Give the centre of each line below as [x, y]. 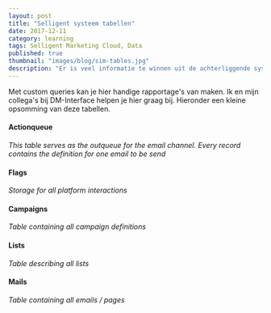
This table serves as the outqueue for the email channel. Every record [125, 145]
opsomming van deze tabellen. [59, 108]
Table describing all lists [49, 263]
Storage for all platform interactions [68, 190]
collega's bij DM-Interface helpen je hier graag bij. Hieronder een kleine [127, 100]
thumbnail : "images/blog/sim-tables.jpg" [79, 61]
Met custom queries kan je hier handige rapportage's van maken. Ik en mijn [134, 91]
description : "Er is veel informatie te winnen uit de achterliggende [129, 69]
